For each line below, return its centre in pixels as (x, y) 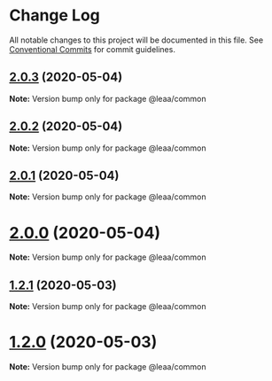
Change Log (54, 16)
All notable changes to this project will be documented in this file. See (136, 40)
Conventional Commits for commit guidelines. (92, 49)
